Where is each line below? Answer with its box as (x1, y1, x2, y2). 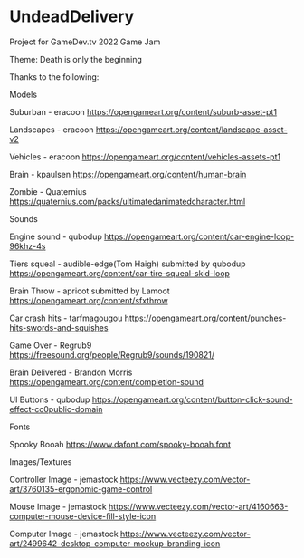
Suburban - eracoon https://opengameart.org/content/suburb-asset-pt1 (9, 106, 278, 117)
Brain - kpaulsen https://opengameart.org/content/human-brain (9, 168, 247, 179)
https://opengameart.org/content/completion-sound (9, 376, 204, 387)
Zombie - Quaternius (9, 186, 88, 197)
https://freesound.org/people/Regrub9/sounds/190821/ (9, 349, 215, 360)
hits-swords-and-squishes (9, 322, 109, 332)
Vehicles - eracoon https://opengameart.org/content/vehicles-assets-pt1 (9, 151, 281, 162)
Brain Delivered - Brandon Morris (9, 367, 133, 378)
